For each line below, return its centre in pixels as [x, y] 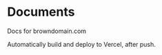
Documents [41, 12]
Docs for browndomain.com [47, 31]
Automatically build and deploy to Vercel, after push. [82, 44]
